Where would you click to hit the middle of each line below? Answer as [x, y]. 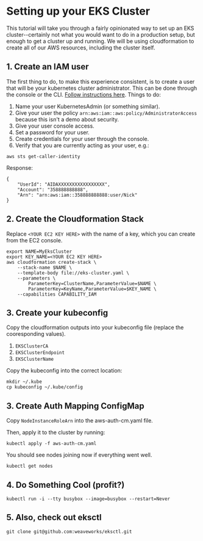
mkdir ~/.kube [24, 382]
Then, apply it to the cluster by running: [56, 432]
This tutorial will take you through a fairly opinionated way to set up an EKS [100, 28]
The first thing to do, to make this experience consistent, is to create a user [101, 81]
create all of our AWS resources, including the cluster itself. [81, 48]
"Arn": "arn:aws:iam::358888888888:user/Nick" [77, 195]
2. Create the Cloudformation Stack [75, 219]
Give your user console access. [55, 126]
